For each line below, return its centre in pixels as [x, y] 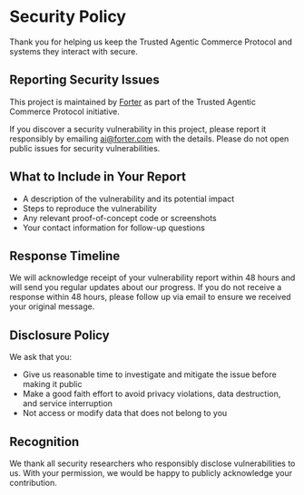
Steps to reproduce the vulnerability [89, 208]
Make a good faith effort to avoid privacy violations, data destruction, [152, 394]
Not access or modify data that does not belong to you [125, 413]
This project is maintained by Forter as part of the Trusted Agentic [133, 102]
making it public [52, 384]
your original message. [52, 306]
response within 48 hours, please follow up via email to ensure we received [151, 297]
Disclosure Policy [60, 335]
